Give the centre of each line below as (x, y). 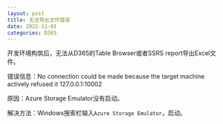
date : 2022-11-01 (32, 26)
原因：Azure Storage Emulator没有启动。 (65, 99)
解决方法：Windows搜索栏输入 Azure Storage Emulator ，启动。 (97, 113)
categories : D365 (32, 33)
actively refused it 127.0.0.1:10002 (55, 84)
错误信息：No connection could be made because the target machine (106, 76)
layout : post (26, 13)
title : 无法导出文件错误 (39, 20)
